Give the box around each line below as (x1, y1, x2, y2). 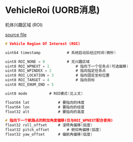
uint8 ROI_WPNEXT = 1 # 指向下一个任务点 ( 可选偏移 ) (5, 64, 129, 69)
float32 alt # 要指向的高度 (5, 109, 85, 114)
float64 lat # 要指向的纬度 (5, 100, 85, 105)
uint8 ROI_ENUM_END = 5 (5, 82, 54, 87)
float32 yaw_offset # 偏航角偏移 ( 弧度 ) (5, 132, 93, 137)
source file (5, 32, 27, 38)
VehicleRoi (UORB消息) (5, 4, 100, 16)
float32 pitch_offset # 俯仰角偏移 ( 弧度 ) (5, 127, 102, 133)
